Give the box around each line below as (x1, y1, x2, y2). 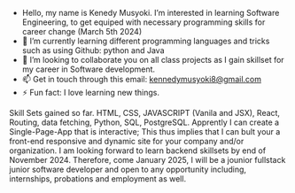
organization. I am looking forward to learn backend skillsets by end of (9, 145, 267, 156)
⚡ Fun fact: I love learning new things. (21, 88, 159, 97)
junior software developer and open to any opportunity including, (9, 164, 246, 174)
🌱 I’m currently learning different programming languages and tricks (21, 35, 270, 46)
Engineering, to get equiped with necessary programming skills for (21, 17, 266, 27)
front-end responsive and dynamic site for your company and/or (9, 136, 245, 146)
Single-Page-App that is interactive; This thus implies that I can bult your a (9, 127, 281, 136)
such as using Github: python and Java (21, 45, 166, 56)
